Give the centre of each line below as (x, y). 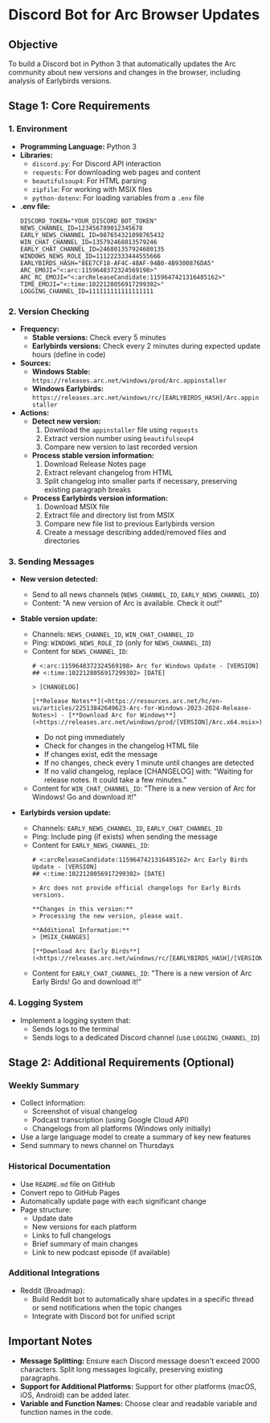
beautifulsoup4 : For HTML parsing (89, 180)
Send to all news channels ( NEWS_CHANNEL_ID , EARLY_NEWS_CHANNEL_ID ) (145, 595)
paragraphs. (40, 1378)
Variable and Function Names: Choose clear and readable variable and (138, 1403)
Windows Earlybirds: (68, 388)
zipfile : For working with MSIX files (92, 189)
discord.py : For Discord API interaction (96, 163)
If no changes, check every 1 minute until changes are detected (149, 763)
